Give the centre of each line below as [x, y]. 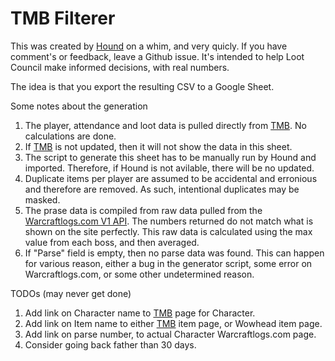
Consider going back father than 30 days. [110, 344]
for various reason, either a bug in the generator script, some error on [168, 263]
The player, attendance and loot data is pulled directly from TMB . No [165, 125]
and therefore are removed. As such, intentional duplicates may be [162, 189]
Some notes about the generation [79, 106]
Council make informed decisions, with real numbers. [120, 67]
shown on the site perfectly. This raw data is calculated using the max [168, 231]
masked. [42, 199]
